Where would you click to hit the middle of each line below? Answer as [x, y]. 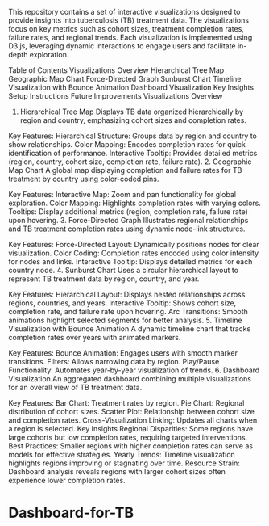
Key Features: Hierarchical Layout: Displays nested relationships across [127, 295]
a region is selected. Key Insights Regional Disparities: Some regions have [131, 429]
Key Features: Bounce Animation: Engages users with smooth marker [123, 353]
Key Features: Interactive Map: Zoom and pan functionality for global [122, 194]
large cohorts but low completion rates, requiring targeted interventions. [128, 437]
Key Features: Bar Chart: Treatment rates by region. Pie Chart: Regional [126, 403]
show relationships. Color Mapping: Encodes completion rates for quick [127, 144]
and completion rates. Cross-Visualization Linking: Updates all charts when [133, 420]
